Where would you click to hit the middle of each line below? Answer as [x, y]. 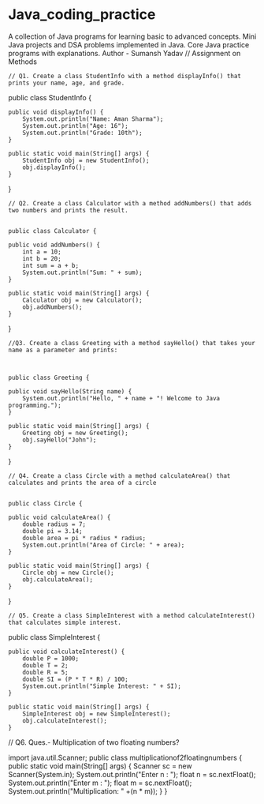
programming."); [35, 405]
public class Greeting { [49, 378]
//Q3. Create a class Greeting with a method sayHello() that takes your [132, 343]
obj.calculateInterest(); [65, 720]
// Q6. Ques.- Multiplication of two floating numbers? [94, 742]
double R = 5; [45, 672]
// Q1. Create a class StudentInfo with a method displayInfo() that [125, 76]
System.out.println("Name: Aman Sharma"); [93, 119]
